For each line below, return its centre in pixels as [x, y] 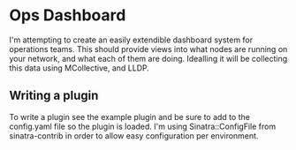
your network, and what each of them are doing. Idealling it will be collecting [148, 58]
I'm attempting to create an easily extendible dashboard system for [131, 40]
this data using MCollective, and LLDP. [80, 68]
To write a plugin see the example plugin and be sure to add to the [129, 116]
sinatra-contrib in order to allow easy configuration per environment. [134, 135]
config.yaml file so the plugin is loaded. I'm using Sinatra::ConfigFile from [143, 126]
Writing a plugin [54, 96]
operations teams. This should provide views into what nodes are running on [148, 49]
